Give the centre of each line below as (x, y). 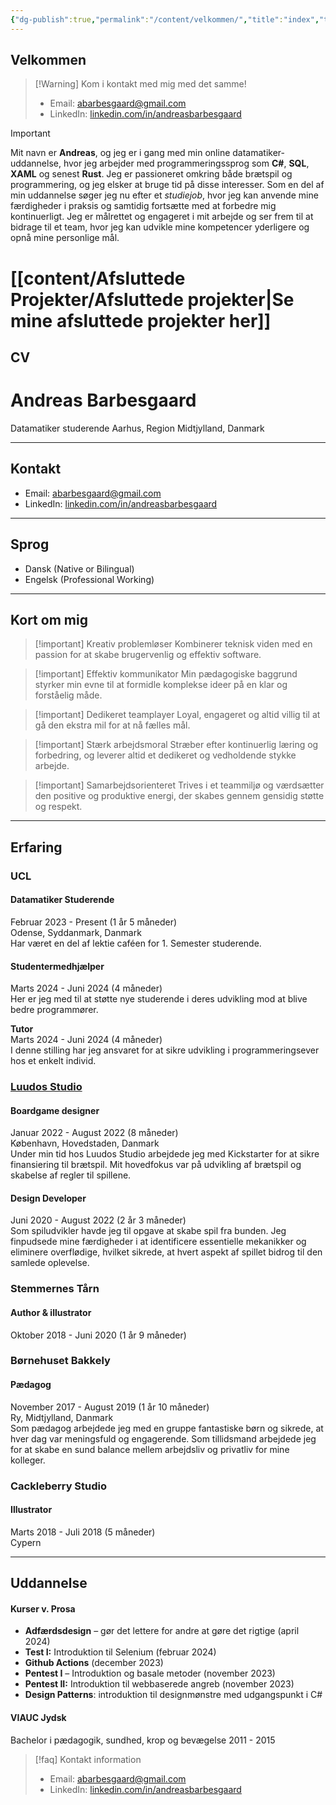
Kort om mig (49, 619)
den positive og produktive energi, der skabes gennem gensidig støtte (179, 796)
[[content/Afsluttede (98, 278)
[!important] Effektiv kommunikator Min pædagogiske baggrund (166, 674)
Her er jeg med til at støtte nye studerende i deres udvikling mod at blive (159, 999)
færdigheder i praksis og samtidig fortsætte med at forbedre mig (143, 206)
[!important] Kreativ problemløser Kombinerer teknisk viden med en (173, 644)
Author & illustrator (51, 1312)
